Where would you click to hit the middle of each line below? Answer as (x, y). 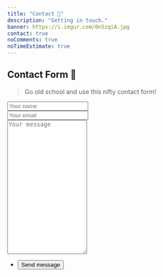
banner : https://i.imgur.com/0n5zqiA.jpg (69, 27)
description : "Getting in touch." (58, 20)
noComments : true (33, 40)
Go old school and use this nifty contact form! (90, 91)
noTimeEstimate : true (39, 46)
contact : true (28, 33)
